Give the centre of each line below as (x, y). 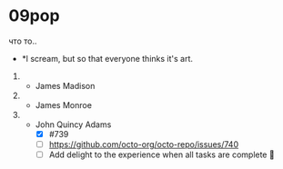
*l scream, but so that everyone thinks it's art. (107, 58)
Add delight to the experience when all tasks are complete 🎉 (162, 154)
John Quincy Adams (73, 124)
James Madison (65, 85)
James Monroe (64, 104)
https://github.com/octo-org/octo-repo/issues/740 (143, 144)
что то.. (23, 41)
